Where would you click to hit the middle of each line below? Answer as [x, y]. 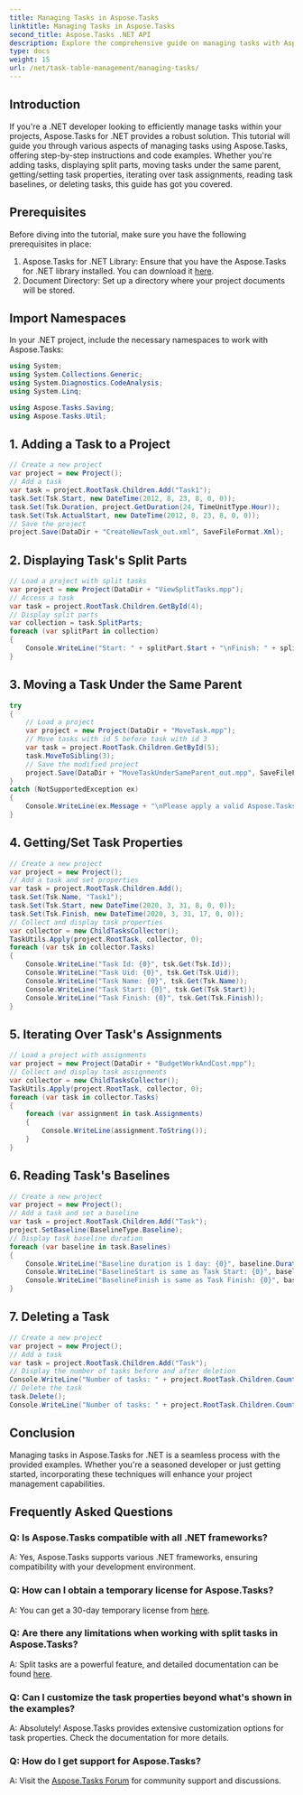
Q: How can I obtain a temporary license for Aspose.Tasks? [142, 1590]
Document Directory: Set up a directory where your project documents [154, 280]
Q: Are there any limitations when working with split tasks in [143, 1633]
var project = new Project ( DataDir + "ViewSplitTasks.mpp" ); [127, 589]
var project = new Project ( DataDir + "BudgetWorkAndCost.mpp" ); [133, 1064]
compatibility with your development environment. [103, 1567]
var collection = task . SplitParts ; [76, 623]
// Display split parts [54, 615]
